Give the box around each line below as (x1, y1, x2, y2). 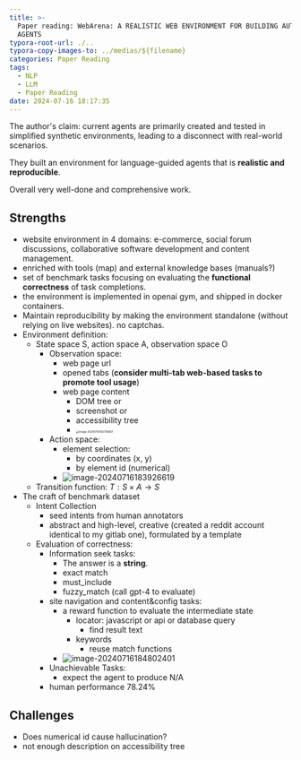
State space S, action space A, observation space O (35, 339, 228, 350)
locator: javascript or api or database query (75, 615, 236, 626)
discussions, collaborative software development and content (21, 244, 250, 255)
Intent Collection (35, 501, 97, 512)
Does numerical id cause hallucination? (21, 731, 168, 742)
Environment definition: (21, 329, 109, 341)
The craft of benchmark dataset (21, 491, 141, 502)
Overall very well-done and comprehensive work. (9, 185, 192, 195)
